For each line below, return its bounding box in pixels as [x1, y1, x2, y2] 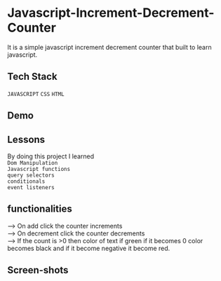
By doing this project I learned [7, 152, 95, 160]
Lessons [7, 133, 46, 145]
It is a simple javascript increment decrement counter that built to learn [7, 43, 212, 51]
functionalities [7, 203, 72, 215]
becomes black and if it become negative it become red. [7, 244, 170, 252]
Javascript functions [7, 165, 71, 172]
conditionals [7, 177, 46, 185]
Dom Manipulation [7, 159, 58, 166]
